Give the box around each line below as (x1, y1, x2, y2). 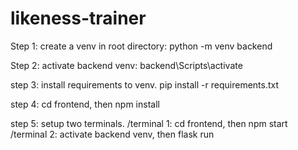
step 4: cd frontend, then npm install (10, 98, 160, 110)
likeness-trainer (10, 7, 147, 30)
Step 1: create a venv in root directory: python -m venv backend (10, 40, 273, 52)
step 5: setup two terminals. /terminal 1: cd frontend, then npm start (10, 117, 288, 129)
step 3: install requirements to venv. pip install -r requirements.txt (10, 78, 280, 91)
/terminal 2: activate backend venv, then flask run (10, 128, 215, 140)
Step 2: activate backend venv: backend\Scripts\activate (10, 59, 243, 71)
